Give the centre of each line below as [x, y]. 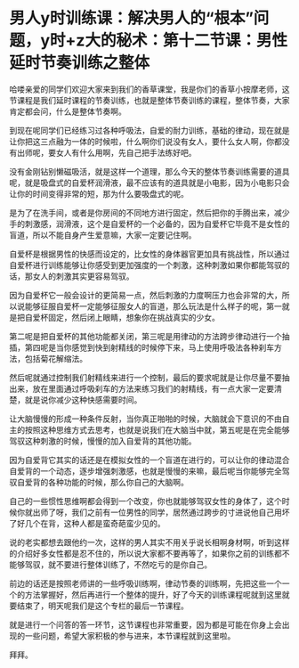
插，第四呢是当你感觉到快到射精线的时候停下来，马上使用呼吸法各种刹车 [141, 347]
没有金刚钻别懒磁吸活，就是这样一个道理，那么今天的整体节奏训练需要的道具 [149, 171]
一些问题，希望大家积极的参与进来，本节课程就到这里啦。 [130, 635]
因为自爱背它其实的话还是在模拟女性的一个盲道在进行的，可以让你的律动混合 [149, 460]
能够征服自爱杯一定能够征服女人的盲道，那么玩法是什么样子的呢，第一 [153, 306]
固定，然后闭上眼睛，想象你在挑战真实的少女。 [133, 317]
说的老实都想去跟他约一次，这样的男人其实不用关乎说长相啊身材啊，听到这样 [149, 542]
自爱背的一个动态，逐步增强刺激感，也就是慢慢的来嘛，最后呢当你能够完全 [145, 471]
